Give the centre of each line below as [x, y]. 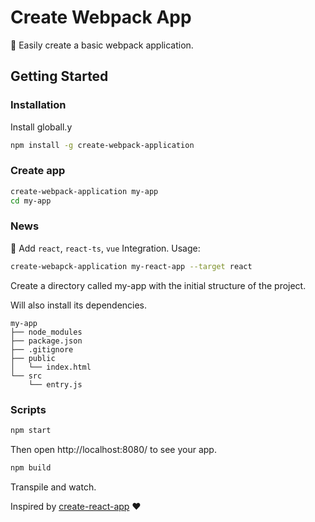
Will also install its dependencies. [79, 305]
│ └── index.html [51, 367]
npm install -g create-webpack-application [102, 145]
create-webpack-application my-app [84, 191]
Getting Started [59, 76]
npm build [31, 467]
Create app [38, 171]
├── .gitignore [42, 349]
